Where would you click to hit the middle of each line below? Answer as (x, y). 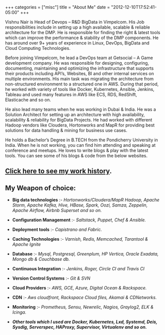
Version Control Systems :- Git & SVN (51, 278)
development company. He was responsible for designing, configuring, (77, 63)
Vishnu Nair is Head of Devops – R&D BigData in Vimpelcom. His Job (75, 22)
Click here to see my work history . (59, 171)
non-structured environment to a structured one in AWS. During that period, (82, 84)
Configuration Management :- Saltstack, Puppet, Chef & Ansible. (79, 220)
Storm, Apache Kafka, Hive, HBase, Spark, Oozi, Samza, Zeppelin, (80, 205)
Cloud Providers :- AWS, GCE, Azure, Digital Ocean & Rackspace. (79, 288)
